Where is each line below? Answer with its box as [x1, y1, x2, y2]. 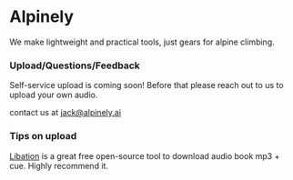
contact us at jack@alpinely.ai [9, 107, 121, 118]
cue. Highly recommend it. [9, 160, 109, 171]
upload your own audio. [9, 89, 98, 101]
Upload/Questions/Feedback [9, 59, 141, 72]
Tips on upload [9, 130, 77, 143]
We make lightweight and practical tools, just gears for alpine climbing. [9, 36, 275, 47]
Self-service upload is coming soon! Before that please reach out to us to [9, 80, 284, 91]
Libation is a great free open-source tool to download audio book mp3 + [9, 150, 280, 161]
